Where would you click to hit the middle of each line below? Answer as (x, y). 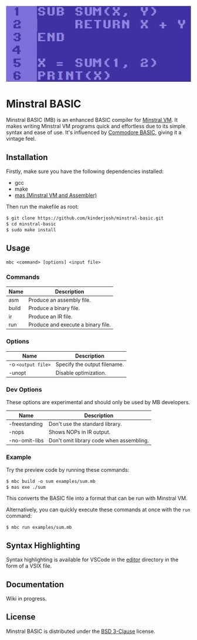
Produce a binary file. (54, 308)
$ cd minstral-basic (31, 224)
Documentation (35, 584)
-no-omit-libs (26, 440)
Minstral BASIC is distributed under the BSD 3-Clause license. (81, 631)
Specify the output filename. (90, 365)
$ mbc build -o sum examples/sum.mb (51, 482)
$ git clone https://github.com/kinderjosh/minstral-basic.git (85, 218)
